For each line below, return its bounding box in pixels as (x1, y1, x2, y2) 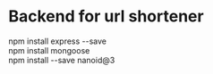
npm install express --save (8, 36, 106, 46)
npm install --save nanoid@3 (8, 54, 115, 65)
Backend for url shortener (8, 6, 204, 27)
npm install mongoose (8, 45, 90, 55)
